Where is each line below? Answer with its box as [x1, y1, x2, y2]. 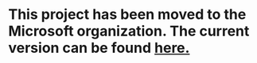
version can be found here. [8, 39, 190, 57]
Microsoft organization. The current [8, 22, 250, 40]
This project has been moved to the [8, 6, 247, 24]
